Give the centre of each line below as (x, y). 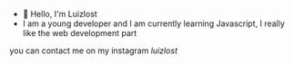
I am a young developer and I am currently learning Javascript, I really (153, 23)
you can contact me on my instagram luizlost (93, 51)
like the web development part (80, 33)
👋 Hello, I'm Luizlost (60, 14)
